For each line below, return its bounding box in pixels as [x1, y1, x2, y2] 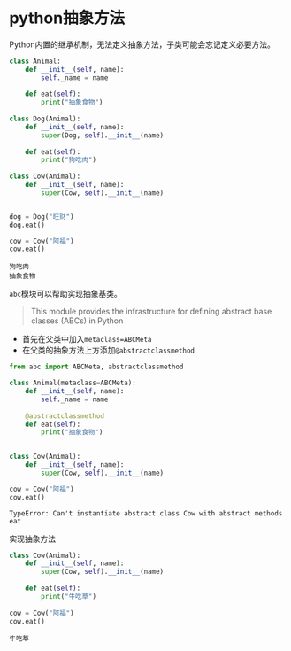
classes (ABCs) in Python [30, 315, 124, 326]
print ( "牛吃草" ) [41, 592, 97, 601]
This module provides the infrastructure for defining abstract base [30, 306, 272, 317]
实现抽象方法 [9, 533, 56, 544]
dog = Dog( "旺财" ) [9, 212, 74, 221]
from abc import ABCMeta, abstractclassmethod [9, 362, 184, 372]
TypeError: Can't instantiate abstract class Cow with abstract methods [9, 508, 283, 518]
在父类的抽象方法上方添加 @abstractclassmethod [21, 345, 195, 355]
